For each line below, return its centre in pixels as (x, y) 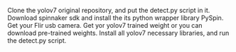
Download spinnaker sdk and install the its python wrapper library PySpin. (116, 18)
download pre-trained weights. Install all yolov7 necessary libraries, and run (118, 33)
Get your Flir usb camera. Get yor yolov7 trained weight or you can (105, 25)
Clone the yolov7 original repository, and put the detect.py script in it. (109, 10)
